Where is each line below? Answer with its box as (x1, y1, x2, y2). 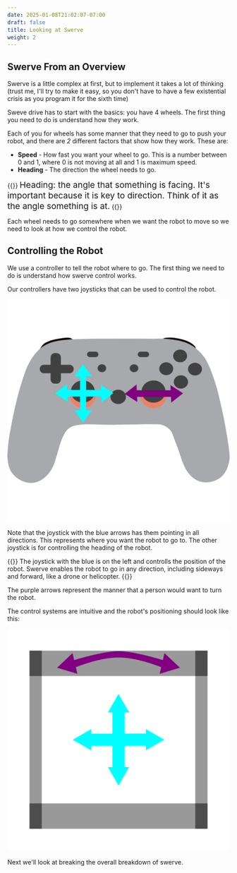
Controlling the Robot (7, 245, 104, 257)
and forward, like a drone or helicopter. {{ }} (7, 572, 133, 580)
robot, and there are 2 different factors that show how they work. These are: (7, 137, 229, 145)
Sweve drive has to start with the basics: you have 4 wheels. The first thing (7, 108, 226, 116)
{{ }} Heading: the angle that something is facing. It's (7, 179, 210, 191)
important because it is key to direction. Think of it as (7, 190, 219, 201)
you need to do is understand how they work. (7, 116, 140, 124)
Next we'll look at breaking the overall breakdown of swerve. (7, 857, 183, 866)
